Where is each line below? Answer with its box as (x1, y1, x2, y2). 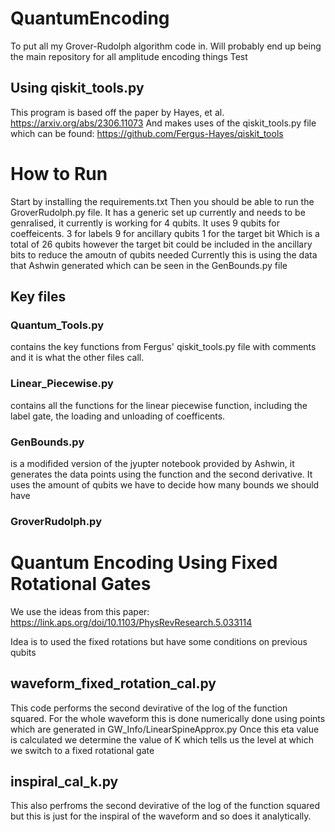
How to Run (10, 162, 108, 185)
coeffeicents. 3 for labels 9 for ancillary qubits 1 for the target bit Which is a (10, 227, 320, 239)
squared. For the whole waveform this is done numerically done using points (10, 712, 326, 724)
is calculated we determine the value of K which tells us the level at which (10, 733, 314, 746)
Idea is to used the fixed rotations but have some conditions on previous (10, 635, 308, 647)
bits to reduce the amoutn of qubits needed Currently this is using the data (10, 248, 318, 261)
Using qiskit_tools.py (10, 80, 145, 97)
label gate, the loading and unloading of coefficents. (10, 410, 226, 422)
